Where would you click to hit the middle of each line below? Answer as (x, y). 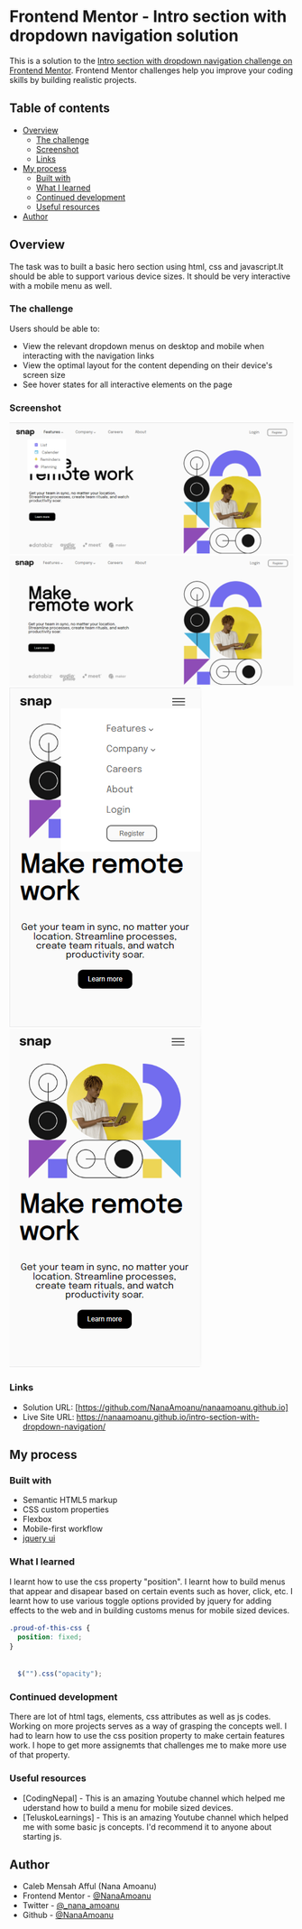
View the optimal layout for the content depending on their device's (147, 365)
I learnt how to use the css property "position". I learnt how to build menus (147, 1582)
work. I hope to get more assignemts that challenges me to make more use (148, 1745)
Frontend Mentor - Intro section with (148, 17)
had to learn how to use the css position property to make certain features (147, 1736)
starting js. (42, 1836)
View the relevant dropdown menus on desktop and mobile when (143, 346)
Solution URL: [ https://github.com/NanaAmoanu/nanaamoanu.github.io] (155, 1407)
